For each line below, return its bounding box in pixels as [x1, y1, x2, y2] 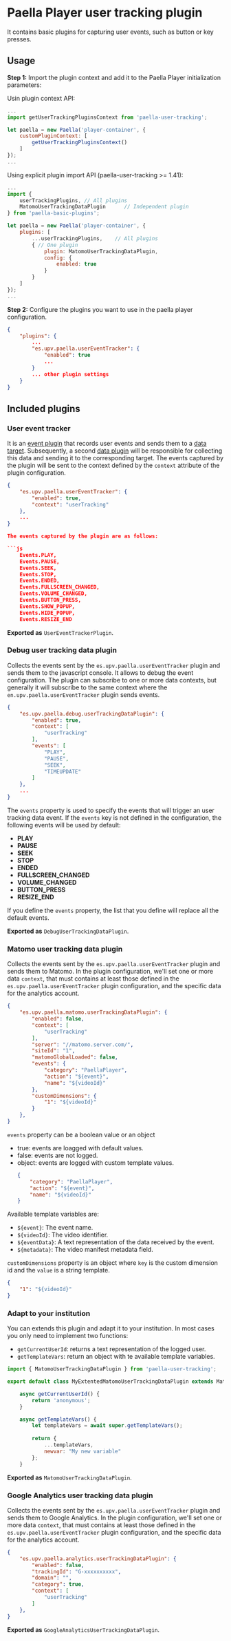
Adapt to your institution [7, 1308, 91, 1318]
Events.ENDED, [19, 578, 60, 584]
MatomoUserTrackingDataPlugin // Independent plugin [19, 204, 189, 210]
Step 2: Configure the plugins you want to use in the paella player [7, 305, 193, 313]
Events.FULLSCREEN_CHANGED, [19, 584, 100, 591]
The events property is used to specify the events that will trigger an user [7, 806, 215, 814]
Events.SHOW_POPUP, [19, 602, 76, 610]
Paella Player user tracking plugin [7, 5, 203, 21]
